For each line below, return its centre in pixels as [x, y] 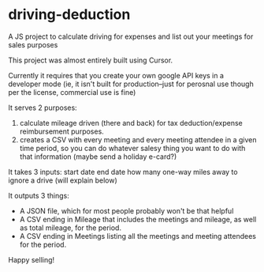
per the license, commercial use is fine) [72, 92]
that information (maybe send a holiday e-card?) [98, 157]
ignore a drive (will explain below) [63, 180]
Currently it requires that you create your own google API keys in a [116, 75]
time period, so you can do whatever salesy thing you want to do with [132, 148]
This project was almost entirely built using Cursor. [91, 60]
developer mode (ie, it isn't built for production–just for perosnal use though [131, 84]
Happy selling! [32, 259]
